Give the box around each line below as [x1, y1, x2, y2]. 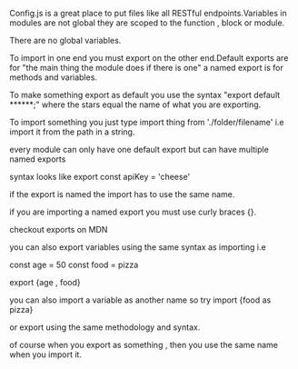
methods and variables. [9, 72, 98, 83]
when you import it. [9, 349, 82, 360]
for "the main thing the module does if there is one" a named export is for [9, 63, 283, 73]
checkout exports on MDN [9, 224, 108, 234]
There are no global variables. [9, 35, 122, 45]
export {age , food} [9, 277, 82, 287]
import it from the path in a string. [9, 126, 135, 137]
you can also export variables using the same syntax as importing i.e [9, 242, 266, 253]
